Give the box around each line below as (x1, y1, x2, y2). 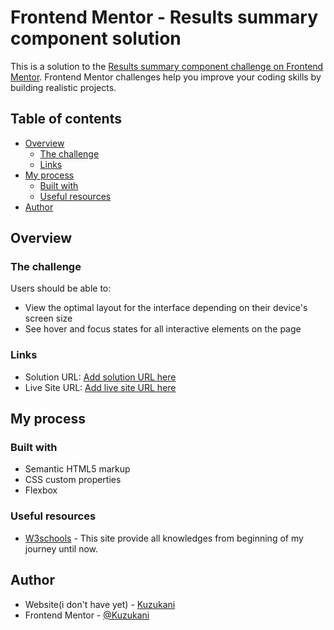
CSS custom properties (24, 474, 122, 486)
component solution (10, 27, 182, 50)
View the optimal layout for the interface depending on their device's (24, 302, 308, 314)
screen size (24, 312, 73, 325)
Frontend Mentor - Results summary (10, 6, 319, 29)
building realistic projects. (10, 81, 117, 93)
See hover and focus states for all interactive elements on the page (24, 323, 302, 335)
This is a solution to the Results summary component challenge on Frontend (10, 60, 324, 72)
